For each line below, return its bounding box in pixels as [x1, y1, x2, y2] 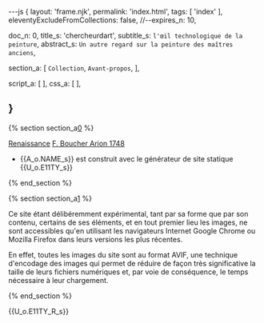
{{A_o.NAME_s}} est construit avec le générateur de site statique [19, 154, 234, 163]
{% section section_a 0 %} [8, 123, 94, 133]
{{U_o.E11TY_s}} [19, 162, 74, 172]
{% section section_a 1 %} [8, 193, 93, 203]
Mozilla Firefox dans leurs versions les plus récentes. [8, 234, 183, 244]
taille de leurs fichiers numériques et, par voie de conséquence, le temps [8, 267, 249, 277]
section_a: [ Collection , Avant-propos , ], [8, 63, 140, 73]
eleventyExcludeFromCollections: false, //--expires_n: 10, [8, 15, 197, 25]
